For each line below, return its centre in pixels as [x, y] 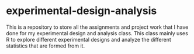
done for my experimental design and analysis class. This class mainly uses [97, 33]
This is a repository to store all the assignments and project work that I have [97, 27]
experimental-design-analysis [82, 11]
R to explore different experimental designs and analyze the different [89, 39]
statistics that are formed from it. [46, 46]
